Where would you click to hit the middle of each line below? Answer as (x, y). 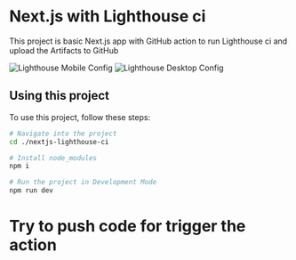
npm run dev (31, 191)
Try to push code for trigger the (128, 227)
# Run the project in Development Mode (83, 183)
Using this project (59, 96)
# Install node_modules (53, 158)
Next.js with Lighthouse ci (108, 16)
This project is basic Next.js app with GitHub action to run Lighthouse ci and (148, 41)
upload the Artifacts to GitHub (64, 50)
